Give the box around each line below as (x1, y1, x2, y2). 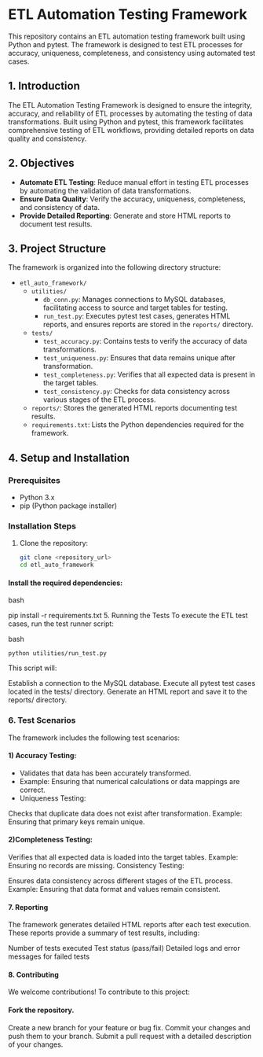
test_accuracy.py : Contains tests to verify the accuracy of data (42, 337, 247, 346)
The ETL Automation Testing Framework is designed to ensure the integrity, (8, 100, 253, 109)
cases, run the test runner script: (8, 619, 114, 628)
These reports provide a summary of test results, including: (8, 928, 200, 937)
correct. (19, 785, 46, 794)
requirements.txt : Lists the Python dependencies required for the (31, 420, 245, 429)
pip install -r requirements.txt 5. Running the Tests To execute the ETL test (8, 611, 249, 621)
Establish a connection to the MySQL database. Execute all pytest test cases (8, 679, 256, 688)
